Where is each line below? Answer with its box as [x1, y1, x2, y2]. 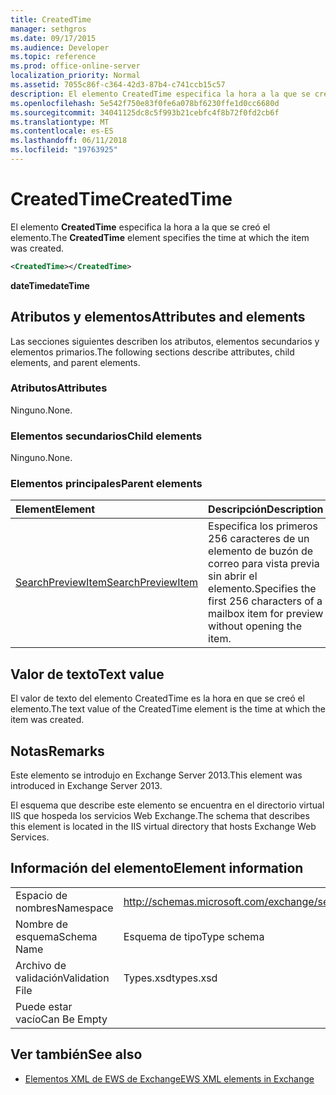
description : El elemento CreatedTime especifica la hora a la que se [10, 89, 311, 99]
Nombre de [15, 917, 68, 931]
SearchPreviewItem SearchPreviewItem [15, 576, 199, 590]
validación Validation [15, 971, 110, 985]
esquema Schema [15, 929, 98, 943]
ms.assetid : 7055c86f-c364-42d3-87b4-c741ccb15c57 [10, 80, 226, 90]
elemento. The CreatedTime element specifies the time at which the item [10, 231, 310, 243]
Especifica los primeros [208, 519, 318, 533]
